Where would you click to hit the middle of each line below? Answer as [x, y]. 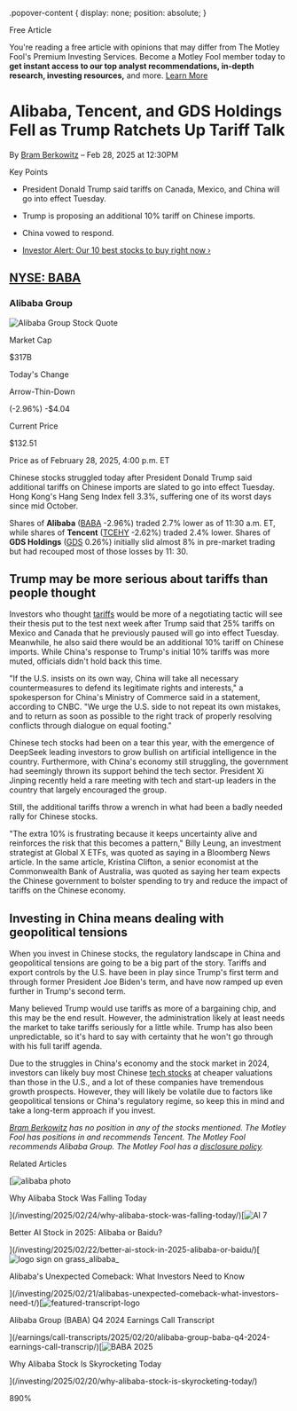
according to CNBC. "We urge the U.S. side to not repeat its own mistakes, [145, 707]
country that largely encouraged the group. [88, 790]
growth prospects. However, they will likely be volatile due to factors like [141, 1092]
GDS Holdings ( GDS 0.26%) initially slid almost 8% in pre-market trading [142, 541]
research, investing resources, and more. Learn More [109, 75]
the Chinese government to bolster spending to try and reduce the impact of [148, 881]
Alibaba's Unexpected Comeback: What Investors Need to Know [127, 1276]
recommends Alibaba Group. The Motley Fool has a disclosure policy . [137, 1147]
